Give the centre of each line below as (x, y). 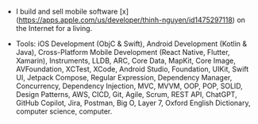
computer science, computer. (64, 111)
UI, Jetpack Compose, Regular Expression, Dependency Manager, (124, 77)
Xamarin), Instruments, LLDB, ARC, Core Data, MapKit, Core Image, (125, 60)
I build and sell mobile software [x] (72, 12)
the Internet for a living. (54, 28)
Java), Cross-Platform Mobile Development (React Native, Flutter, (123, 52)
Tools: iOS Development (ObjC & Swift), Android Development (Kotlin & (131, 44)
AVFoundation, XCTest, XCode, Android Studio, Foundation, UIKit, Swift (132, 69)
